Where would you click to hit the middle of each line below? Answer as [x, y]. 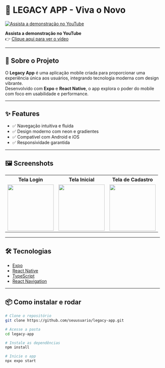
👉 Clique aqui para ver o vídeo [37, 38]
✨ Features [22, 114]
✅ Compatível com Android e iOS [46, 137]
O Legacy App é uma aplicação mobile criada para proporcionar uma [75, 73]
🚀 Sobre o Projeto [32, 61]
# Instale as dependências [33, 343]
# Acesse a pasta [23, 329]
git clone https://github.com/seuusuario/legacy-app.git [65, 320]
